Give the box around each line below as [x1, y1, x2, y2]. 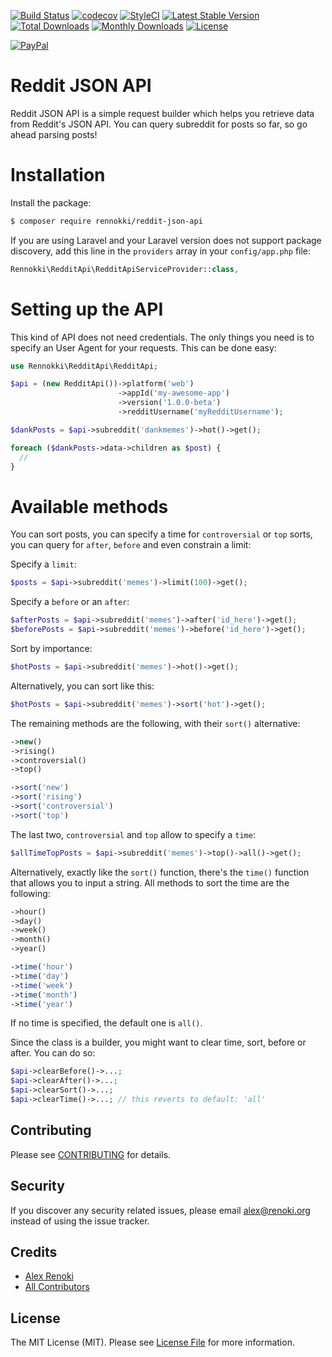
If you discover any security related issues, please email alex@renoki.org [10, 1204, 311, 1216]
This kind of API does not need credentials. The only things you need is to [10, 331, 315, 343]
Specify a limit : [10, 558, 77, 570]
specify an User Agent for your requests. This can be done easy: [10, 341, 277, 354]
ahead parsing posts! [10, 128, 98, 140]
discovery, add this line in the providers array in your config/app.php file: [10, 245, 312, 257]
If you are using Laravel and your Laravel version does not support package [10, 234, 322, 246]
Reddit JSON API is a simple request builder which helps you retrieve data [10, 107, 315, 119]
